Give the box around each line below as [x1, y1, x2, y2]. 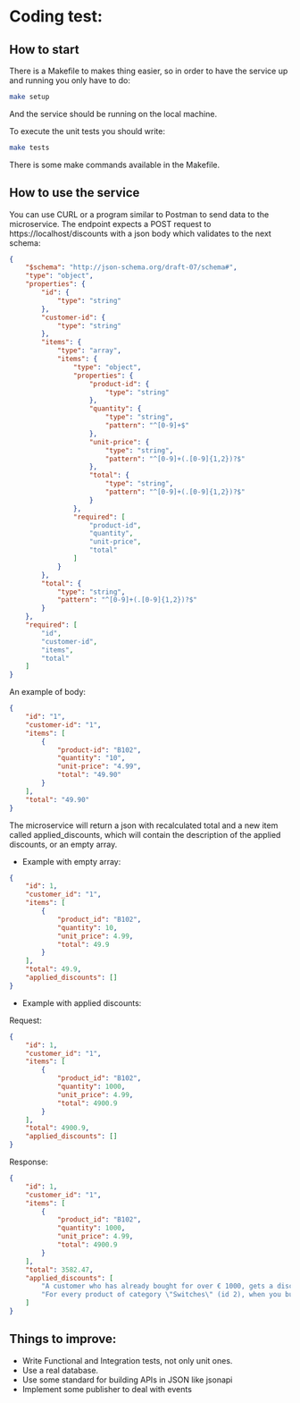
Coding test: [9, 6, 103, 27]
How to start [9, 42, 79, 57]
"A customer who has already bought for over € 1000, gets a [41, 1281, 274, 1291]
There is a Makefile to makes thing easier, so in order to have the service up [9, 65, 288, 76]
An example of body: [9, 687, 87, 697]
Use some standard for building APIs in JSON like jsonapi [21, 1374, 233, 1385]
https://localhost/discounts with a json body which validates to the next [9, 228, 272, 239]
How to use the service [9, 185, 140, 200]
